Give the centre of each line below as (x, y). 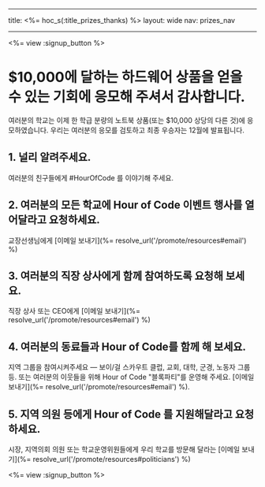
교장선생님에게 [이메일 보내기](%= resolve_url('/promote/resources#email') (127, 240)
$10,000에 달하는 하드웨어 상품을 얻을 (125, 78)
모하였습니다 (28, 130)
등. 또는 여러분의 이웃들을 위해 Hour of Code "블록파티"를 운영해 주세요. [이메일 (131, 377)
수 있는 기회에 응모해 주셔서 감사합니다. (127, 97)
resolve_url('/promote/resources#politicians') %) (112, 459)
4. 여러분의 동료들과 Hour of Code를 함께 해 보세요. (127, 346)
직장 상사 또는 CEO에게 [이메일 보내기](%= (74, 311)
